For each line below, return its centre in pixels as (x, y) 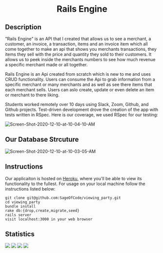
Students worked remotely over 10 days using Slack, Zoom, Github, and (77, 104)
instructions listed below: (30, 189)
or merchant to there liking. (32, 95)
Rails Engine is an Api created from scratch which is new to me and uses (78, 74)
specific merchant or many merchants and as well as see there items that (79, 84)
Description (23, 27)
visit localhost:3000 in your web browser (49, 219)
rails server (18, 215)
